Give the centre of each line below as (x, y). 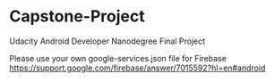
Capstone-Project (77, 16)
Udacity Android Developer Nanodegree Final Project (107, 41)
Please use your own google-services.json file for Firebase (118, 58)
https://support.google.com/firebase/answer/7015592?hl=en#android (137, 68)
